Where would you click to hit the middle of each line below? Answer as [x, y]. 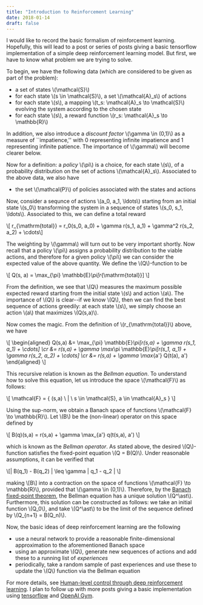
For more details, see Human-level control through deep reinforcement [95, 583]
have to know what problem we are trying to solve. [69, 60]
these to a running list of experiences [61, 558]
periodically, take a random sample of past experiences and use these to [106, 564]
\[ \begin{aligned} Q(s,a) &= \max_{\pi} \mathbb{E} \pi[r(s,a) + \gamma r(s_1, [101, 343]
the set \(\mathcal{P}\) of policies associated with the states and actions [105, 189]
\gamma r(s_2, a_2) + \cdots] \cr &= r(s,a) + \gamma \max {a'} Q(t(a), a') [97, 356]
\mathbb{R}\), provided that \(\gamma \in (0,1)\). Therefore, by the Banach [99, 490]
